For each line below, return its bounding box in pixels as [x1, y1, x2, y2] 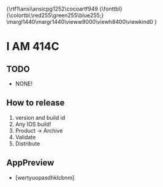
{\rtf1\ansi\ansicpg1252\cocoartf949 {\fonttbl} [6, 5, 123, 12]
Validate [15, 133, 36, 141]
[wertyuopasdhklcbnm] [15, 174, 75, 181]
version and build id [15, 114, 66, 121]
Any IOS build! [15, 120, 51, 128]
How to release [6, 98, 65, 108]
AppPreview [6, 158, 55, 168]
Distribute [15, 140, 40, 147]
